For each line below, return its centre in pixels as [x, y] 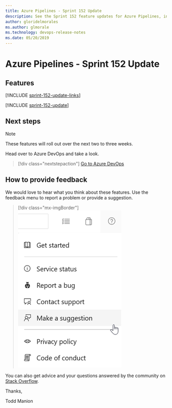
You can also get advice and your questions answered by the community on [85, 376]
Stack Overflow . [22, 381]
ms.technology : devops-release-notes [46, 33]
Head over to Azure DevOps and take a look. [52, 154]
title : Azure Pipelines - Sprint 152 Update [53, 11]
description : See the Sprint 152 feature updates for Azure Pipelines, [83, 16]
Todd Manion [19, 401]
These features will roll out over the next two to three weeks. [69, 143]
